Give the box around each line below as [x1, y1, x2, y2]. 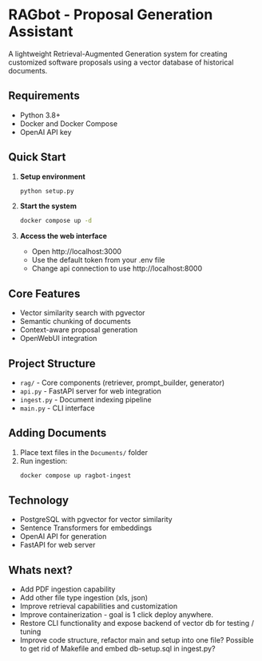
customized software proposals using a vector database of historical [8, 57, 234, 67]
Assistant [8, 22, 73, 41]
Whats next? [8, 563, 73, 576]
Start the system [19, 201, 77, 211]
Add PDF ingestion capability [19, 584, 116, 594]
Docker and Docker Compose [19, 118, 118, 129]
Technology [8, 493, 69, 508]
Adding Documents [8, 426, 107, 440]
